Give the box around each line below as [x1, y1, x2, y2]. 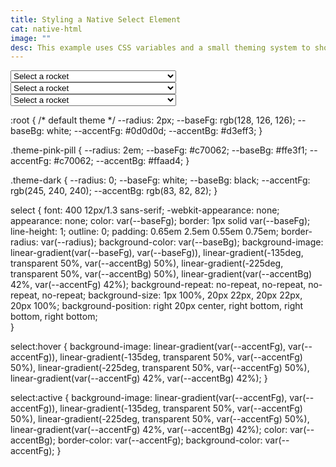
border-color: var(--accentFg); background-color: [57, 434, 263, 446]
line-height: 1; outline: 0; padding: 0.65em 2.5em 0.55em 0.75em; [10, 226, 280, 238]
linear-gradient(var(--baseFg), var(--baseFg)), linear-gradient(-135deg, [10, 247, 304, 259]
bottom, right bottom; [10, 311, 98, 323]
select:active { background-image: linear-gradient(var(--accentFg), [10, 392, 288, 404]
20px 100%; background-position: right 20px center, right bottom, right [10, 300, 304, 312]
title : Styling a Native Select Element [10, 14, 182, 25]
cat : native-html [10, 24, 83, 34]
